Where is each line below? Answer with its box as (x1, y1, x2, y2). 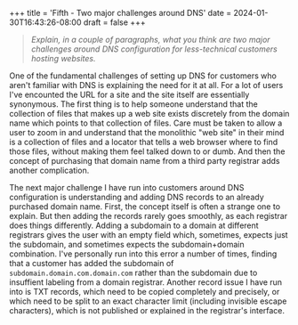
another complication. (9, 165, 90, 175)
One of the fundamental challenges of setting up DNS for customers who (9, 70, 278, 81)
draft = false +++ (83, 17, 147, 28)
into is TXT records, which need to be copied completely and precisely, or (9, 287, 280, 297)
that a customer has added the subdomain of (9, 258, 174, 268)
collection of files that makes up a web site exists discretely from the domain (9, 109, 290, 118)
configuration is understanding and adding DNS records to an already (9, 191, 264, 202)
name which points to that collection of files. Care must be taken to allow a (9, 118, 283, 128)
